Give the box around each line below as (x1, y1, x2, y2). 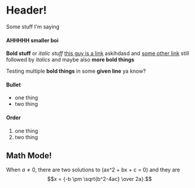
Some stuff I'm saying (6, 23, 60, 30)
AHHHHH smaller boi (6, 37, 59, 44)
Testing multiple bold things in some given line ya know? (6, 67, 146, 74)
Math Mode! (6, 150, 52, 160)
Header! (6, 4, 47, 17)
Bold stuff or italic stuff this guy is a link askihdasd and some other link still (6, 50, 190, 57)
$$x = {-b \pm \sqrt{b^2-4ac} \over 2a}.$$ (47, 176, 152, 183)
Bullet (6, 81, 21, 88)
